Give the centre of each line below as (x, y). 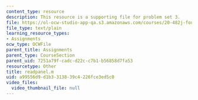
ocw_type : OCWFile (29, 45)
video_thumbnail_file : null (46, 88)
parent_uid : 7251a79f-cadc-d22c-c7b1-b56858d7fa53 (70, 61)
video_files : (22, 83)
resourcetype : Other (32, 66)
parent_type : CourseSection (41, 55)
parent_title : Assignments (39, 50)
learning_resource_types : (38, 34)
